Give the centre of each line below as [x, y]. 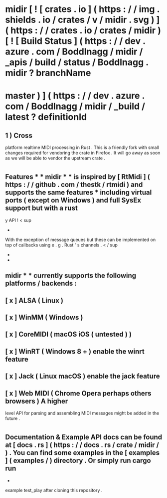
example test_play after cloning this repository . [54, 490]
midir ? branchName [48, 73]
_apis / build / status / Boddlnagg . [77, 62]
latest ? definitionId [46, 117]
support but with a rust [42, 208]
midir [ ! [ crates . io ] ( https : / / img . [83, 9]
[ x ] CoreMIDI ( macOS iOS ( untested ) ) [69, 334]
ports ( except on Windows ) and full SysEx [73, 200]
